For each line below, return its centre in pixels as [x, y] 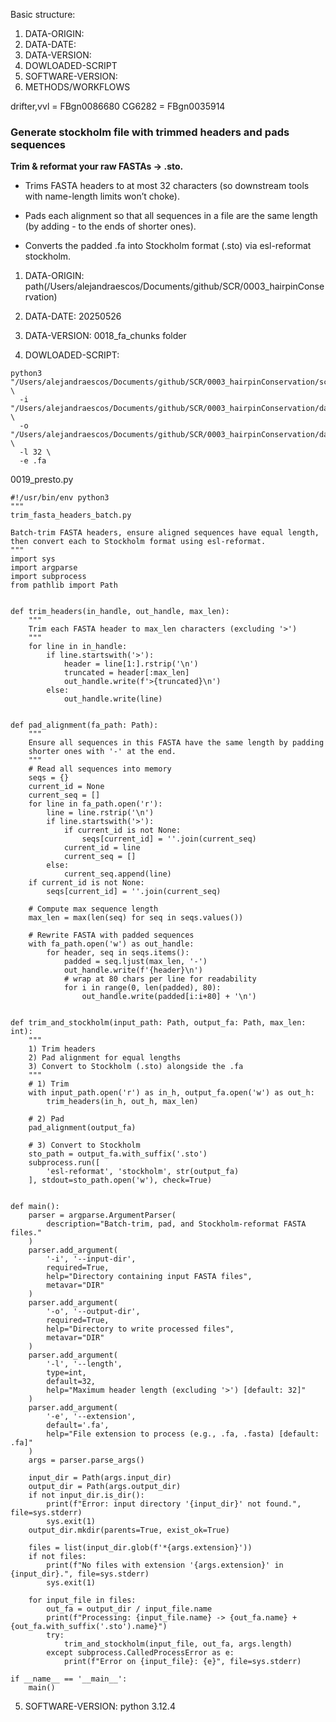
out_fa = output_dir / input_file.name [129, 1609]
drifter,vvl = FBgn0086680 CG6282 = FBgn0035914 [118, 106]
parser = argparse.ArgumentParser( [102, 1215]
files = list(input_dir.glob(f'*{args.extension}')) [140, 1548]
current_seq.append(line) [117, 874]
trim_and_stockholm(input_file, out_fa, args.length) [178, 1644]
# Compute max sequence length [93, 909]
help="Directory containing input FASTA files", [149, 1277]
